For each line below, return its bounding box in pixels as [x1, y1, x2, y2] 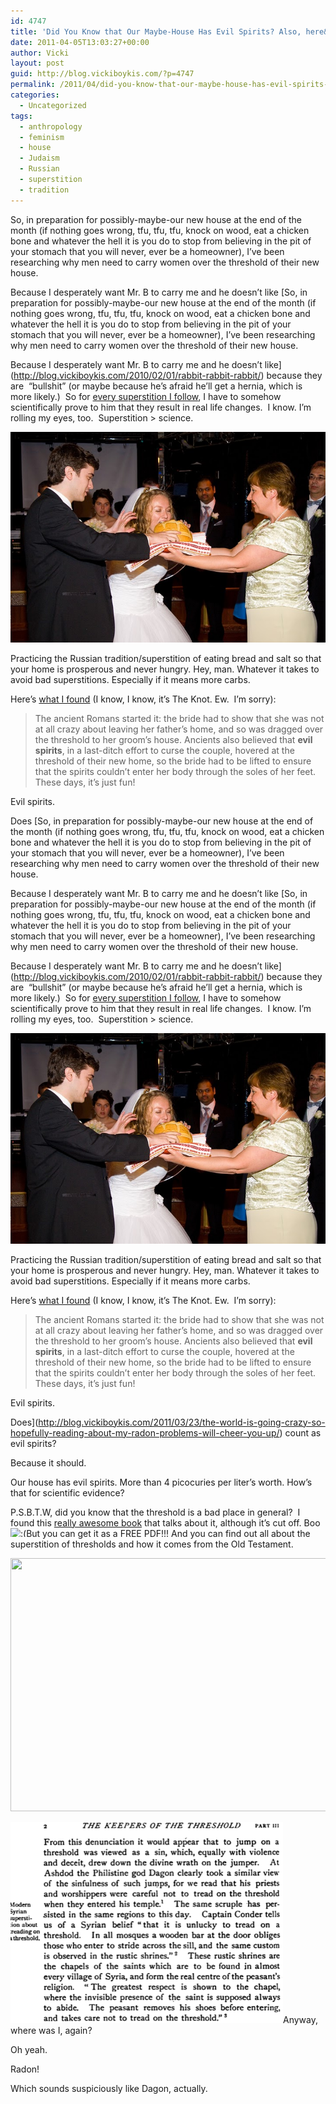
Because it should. [10, 1456, 87, 1469]
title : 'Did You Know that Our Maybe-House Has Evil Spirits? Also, [10, 26, 302, 37]
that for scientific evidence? [10, 1486, 125, 1499]
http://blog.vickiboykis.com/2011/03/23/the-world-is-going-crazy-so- [38, 1416, 326, 1428]
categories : [10, 90, 60, 100]
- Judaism [19, 153, 60, 164]
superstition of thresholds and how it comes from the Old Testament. [10, 1538, 294, 1550]
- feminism [19, 132, 65, 142]
